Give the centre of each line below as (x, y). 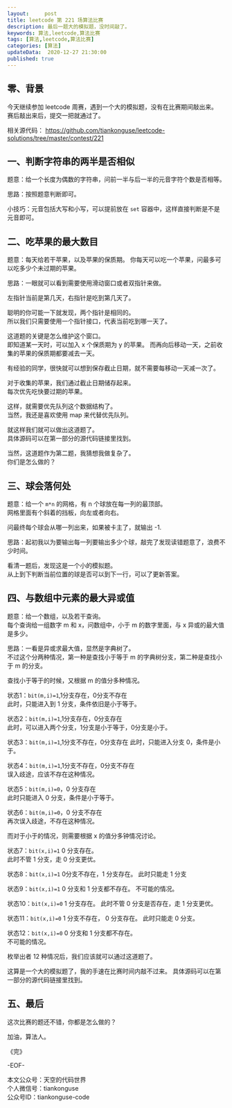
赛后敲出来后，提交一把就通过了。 (56, 115)
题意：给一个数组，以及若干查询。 (56, 616)
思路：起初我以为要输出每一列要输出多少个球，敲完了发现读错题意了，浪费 (113, 542)
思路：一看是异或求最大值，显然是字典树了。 (71, 648)
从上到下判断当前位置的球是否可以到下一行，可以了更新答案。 (95, 574)
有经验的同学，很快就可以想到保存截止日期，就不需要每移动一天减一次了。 (113, 368)
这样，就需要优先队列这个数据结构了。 (62, 406)
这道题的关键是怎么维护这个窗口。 (56, 336)
